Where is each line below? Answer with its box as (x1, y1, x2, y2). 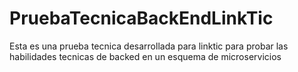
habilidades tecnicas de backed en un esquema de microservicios (9, 50, 282, 62)
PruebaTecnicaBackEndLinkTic (9, 7, 274, 30)
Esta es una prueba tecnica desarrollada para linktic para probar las (9, 40, 289, 52)
